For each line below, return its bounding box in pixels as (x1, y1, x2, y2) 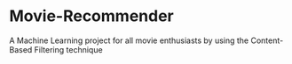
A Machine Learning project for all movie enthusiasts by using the (9, 35, 249, 46)
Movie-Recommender (9, 6, 175, 26)
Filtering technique (34, 44, 104, 54)
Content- (250, 35, 284, 46)
